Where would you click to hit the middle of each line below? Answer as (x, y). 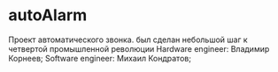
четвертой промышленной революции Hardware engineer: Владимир (139, 48)
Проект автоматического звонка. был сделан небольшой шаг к (128, 40)
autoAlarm (48, 15)
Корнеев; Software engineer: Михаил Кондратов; (100, 58)
